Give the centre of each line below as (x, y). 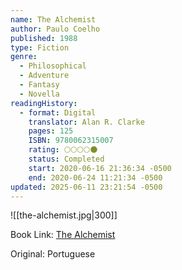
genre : (24, 57)
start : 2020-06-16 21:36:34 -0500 (100, 168)
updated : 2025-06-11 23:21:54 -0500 (86, 187)
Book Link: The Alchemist (63, 235)
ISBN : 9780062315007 (71, 141)
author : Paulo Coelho (55, 29)
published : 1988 (44, 38)
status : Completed (66, 159)
